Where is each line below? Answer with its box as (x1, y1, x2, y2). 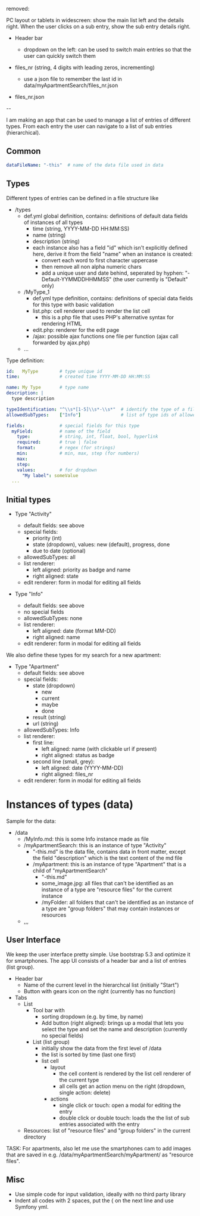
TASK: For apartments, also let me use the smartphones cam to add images (6, 1145, 192, 1152)
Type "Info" (14, 590, 43, 598)
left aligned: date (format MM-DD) (32, 627, 116, 635)
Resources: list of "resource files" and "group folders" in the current (23, 1127, 190, 1134)
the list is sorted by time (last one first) (41, 1051, 136, 1058)
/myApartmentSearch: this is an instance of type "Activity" (23, 842, 167, 848)
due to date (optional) (32, 548, 86, 555)
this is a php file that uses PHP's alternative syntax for (41, 313, 174, 321)
